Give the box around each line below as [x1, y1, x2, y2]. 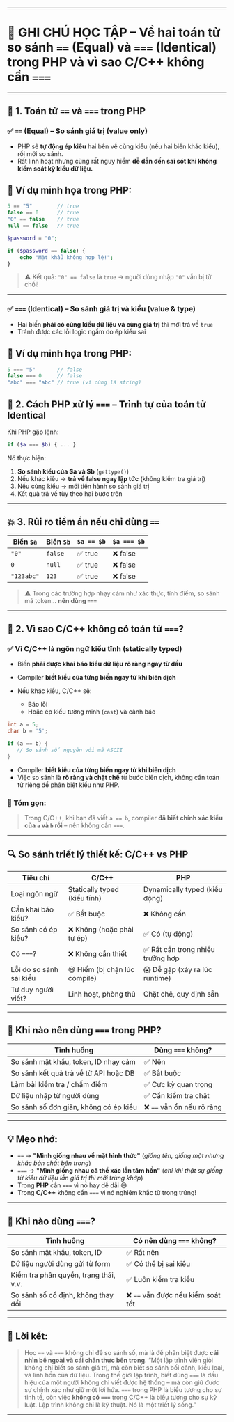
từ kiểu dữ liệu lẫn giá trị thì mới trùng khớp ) [17, 1174, 143, 1182]
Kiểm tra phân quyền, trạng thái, [10, 1270, 116, 1280]
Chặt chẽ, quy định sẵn [143, 989, 219, 999]
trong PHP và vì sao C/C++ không [7, 54, 205, 70]
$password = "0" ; [7, 235, 58, 242]
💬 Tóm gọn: [7, 798, 47, 808]
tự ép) [68, 933, 88, 943]
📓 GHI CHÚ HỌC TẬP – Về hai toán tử [7, 25, 221, 40]
